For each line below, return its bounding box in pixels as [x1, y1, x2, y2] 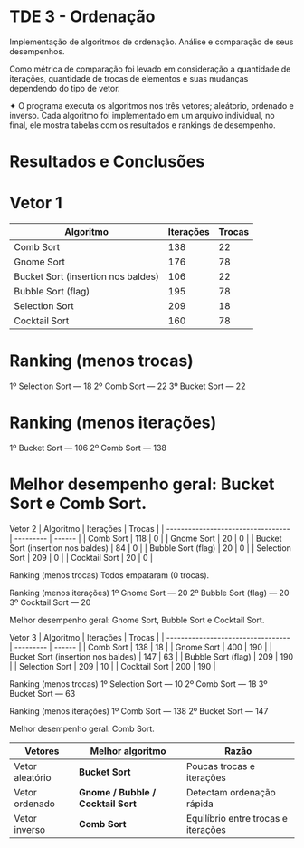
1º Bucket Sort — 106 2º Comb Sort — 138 [9, 442, 167, 453]
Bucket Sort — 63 [9, 688, 76, 699]
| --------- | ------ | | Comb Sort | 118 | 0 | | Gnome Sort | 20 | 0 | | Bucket [9, 533, 282, 544]
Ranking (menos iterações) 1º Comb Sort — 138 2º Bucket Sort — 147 [9, 705, 269, 717]
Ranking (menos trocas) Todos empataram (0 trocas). [9, 569, 210, 581]
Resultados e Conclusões [9, 151, 205, 172]
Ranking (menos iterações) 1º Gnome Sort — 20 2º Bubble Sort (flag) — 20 [9, 587, 290, 598]
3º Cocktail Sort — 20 [9, 596, 91, 608]
